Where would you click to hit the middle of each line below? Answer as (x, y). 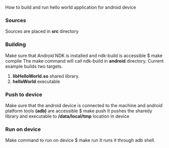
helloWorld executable (36, 81)
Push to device (24, 94)
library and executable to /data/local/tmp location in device (67, 116)
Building (16, 44)
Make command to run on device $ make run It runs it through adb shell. (80, 140)
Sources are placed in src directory (42, 31)
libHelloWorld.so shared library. (46, 76)
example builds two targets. (34, 66)
